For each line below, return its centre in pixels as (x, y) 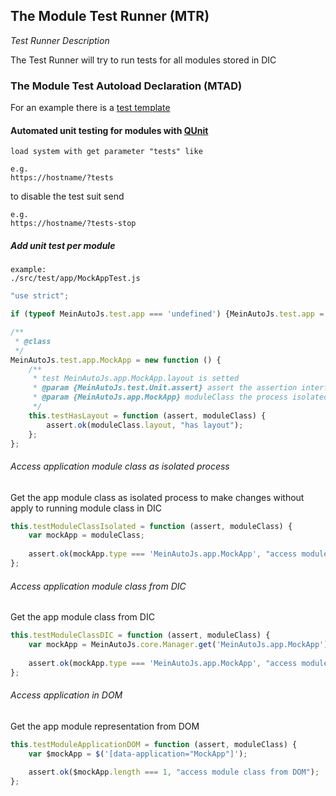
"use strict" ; (40, 296)
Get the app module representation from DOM (105, 726)
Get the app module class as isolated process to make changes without (157, 497)
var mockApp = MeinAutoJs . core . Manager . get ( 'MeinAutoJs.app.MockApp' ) (178, 645)
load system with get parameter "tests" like (106, 152)
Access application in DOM (66, 695)
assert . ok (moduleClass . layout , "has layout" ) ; (145, 425)
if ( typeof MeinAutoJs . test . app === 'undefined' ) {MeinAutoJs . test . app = (167, 314)
